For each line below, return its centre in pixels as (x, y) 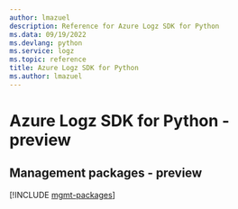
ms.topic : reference (48, 59)
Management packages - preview (106, 173)
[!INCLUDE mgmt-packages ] (62, 195)
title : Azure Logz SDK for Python (74, 68)
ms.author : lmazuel (46, 77)
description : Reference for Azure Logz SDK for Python (114, 26)
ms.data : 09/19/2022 (48, 34)
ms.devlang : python (46, 43)
